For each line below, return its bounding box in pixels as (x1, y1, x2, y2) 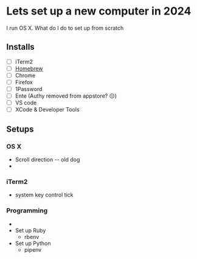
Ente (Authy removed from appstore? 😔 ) (15, 92, 117, 99)
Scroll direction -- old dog (15, 156, 80, 163)
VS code (15, 99, 37, 107)
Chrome (15, 72, 36, 79)
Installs (6, 42, 35, 52)
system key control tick (15, 191, 74, 198)
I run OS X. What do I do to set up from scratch (6, 24, 124, 32)
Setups (6, 124, 35, 134)
